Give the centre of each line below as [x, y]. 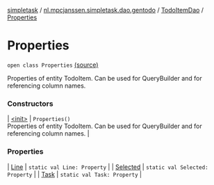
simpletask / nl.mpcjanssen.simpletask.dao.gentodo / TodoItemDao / [105, 10]
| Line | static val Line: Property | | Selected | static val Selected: [108, 167]
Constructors [30, 104]
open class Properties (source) [53, 65]
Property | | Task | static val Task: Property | [75, 174]
